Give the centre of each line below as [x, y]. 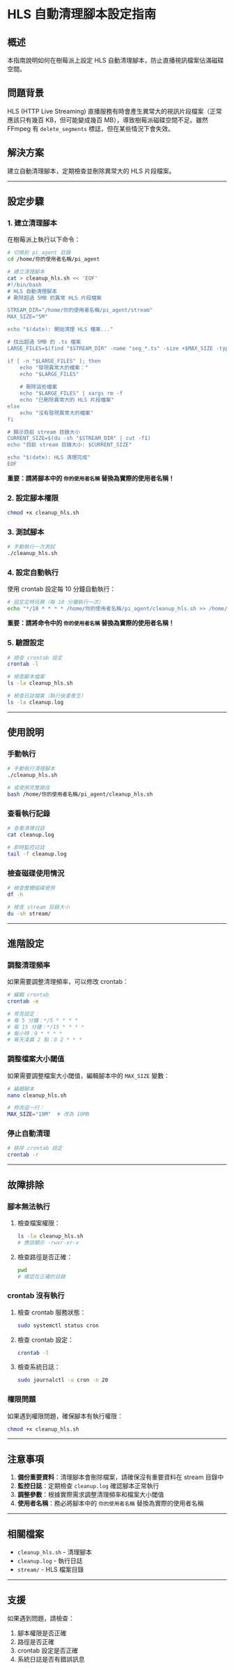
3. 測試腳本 [26, 532]
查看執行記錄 [29, 813]
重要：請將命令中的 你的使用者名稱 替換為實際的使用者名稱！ [91, 623]
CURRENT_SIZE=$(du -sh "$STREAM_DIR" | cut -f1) [79, 439]
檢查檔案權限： [39, 1223]
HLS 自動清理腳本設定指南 [82, 14]
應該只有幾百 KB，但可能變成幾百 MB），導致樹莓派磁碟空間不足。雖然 [108, 120]
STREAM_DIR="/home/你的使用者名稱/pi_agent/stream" [80, 310]
